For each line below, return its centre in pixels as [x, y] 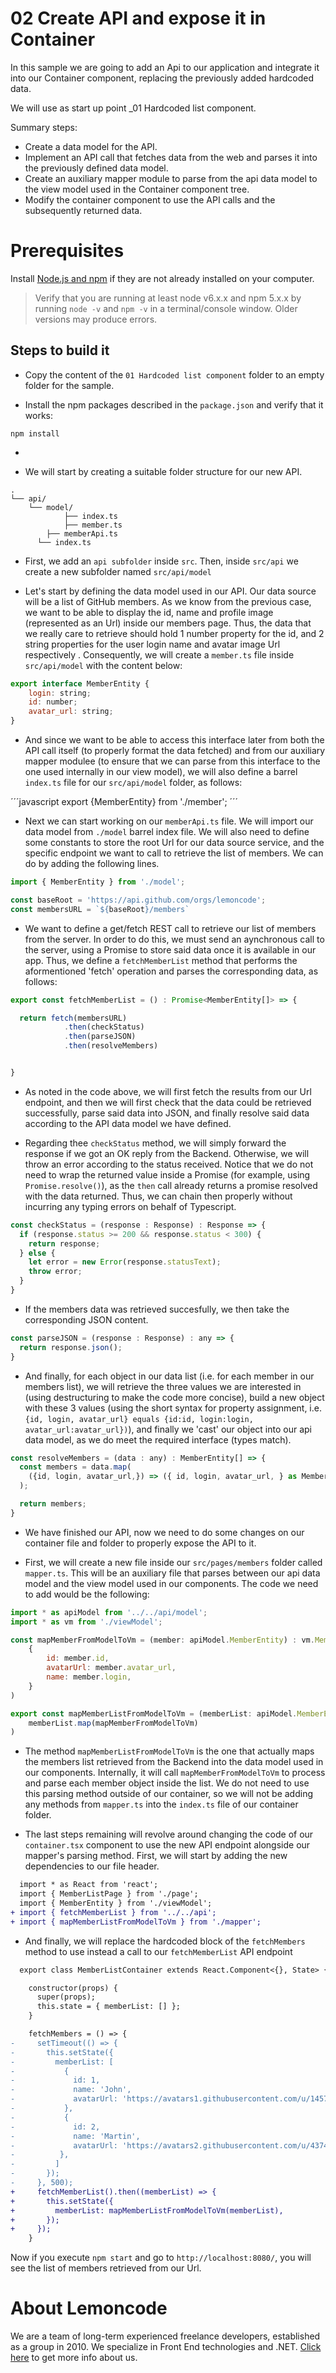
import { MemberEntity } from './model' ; [98, 882]
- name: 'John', [71, 2090]
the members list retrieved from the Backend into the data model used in [174, 1762]
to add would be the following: [87, 1594]
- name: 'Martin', [75, 2136]
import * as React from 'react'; [89, 1885]
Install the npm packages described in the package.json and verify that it [174, 404]
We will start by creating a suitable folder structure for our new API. [163, 471]
